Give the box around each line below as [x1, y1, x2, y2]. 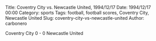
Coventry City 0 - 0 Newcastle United [5, 30, 83, 36]
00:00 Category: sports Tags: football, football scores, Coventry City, [5, 10, 149, 16]
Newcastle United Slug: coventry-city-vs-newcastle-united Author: [5, 15, 145, 21]
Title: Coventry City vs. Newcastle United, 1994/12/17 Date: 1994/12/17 [5, 5, 151, 10]
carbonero [5, 20, 27, 26]
